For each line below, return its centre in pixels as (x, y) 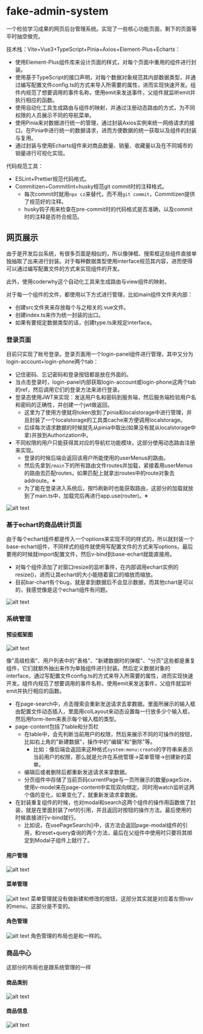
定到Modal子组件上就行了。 (58, 841)
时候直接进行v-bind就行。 (47, 817)
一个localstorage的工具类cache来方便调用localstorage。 (115, 420)
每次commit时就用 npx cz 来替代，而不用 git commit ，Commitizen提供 (109, 194)
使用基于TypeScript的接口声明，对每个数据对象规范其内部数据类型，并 (103, 77)
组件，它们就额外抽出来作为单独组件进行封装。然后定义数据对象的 (88, 668)
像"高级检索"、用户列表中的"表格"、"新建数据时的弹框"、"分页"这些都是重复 (101, 661)
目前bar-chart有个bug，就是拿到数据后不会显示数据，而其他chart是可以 (104, 582)
